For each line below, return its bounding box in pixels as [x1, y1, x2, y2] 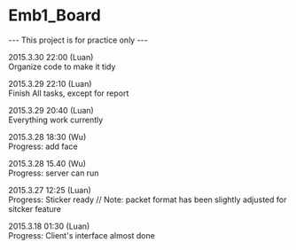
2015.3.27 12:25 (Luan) [8, 184, 92, 195]
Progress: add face [8, 141, 78, 152]
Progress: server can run [8, 168, 99, 178]
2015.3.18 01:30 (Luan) [8, 221, 90, 231]
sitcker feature [8, 203, 61, 214]
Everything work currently [8, 114, 104, 125]
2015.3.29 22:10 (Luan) [8, 78, 92, 89]
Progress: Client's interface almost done [8, 230, 156, 240]
